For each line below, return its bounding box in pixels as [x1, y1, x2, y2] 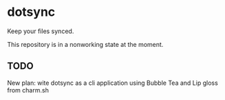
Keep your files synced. [7, 27, 74, 35]
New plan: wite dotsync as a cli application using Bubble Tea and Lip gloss [7, 79, 218, 87]
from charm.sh [7, 86, 50, 94]
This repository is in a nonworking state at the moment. [7, 40, 164, 48]
